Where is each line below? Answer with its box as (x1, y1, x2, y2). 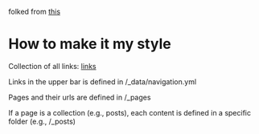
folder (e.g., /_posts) (8, 116, 76, 126)
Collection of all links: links (8, 61, 97, 71)
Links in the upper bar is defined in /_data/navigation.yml (8, 76, 197, 87)
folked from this (8, 7, 61, 16)
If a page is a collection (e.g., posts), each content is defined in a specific (8, 108, 252, 117)
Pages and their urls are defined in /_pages (8, 92, 151, 102)
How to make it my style (8, 35, 171, 53)
